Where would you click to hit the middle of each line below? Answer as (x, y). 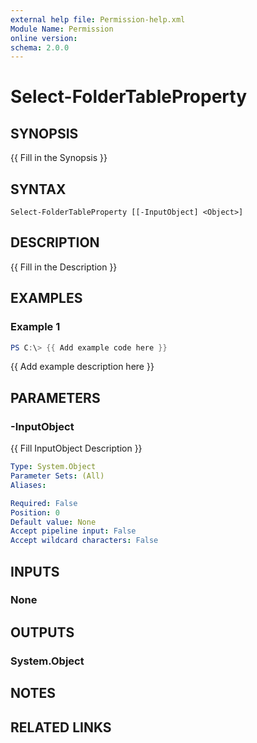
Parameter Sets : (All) (57, 476)
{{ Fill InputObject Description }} (76, 448)
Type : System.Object (53, 467)
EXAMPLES (46, 298)
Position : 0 (35, 512)
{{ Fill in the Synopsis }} (59, 158)
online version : (44, 38)
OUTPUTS (42, 632)
